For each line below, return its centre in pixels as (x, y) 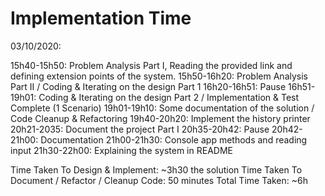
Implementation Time (101, 18)
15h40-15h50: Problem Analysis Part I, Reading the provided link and (151, 65)
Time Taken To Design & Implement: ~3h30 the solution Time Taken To (156, 169)
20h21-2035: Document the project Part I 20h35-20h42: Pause (140, 129)
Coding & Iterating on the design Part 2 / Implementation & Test (169, 97)
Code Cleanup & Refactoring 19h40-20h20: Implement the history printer (160, 118)
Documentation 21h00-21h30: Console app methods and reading (174, 139)
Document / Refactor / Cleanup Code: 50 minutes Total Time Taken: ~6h (159, 180)
